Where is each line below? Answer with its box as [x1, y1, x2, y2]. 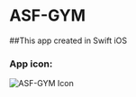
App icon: [9, 57, 53, 70]
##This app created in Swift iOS [9, 35, 128, 46]
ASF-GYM [9, 5, 86, 26]
